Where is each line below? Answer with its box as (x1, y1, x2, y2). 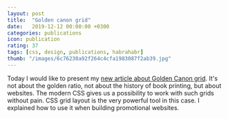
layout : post (7, 10, 45, 17)
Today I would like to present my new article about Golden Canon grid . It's (7, 74, 218, 82)
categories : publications (7, 29, 82, 37)
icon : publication (7, 36, 60, 43)
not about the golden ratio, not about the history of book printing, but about (7, 81, 222, 90)
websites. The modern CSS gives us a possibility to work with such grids (7, 89, 214, 97)
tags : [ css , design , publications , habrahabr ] (7, 49, 144, 56)
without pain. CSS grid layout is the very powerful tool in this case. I (7, 96, 200, 104)
